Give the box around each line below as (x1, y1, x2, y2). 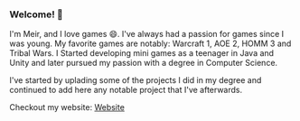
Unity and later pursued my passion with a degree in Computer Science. (9, 58, 278, 69)
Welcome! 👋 (9, 8, 63, 21)
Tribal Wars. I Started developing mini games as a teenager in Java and (9, 48, 274, 59)
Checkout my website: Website (9, 102, 125, 113)
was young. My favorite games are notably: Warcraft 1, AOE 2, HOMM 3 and (9, 38, 292, 49)
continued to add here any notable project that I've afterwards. (9, 85, 242, 96)
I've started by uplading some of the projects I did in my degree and (9, 75, 262, 86)
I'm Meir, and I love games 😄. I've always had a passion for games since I (9, 29, 285, 40)
